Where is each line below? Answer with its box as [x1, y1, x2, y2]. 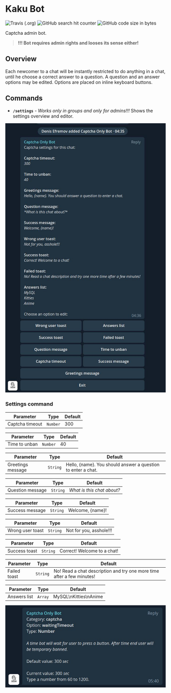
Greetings [7, 461, 28, 467]
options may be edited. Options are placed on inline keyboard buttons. [5, 79, 153, 85]
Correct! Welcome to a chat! [59, 548, 119, 554]
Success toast [7, 548, 37, 554]
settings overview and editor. [12, 113, 74, 119]
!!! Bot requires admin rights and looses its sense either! [17, 39, 139, 46]
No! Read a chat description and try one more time [53, 568, 159, 574]
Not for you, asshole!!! [66, 527, 112, 533]
